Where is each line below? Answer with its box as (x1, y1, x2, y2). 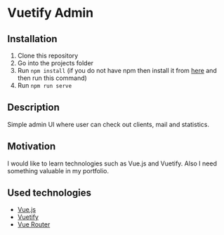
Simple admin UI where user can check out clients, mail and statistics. (7, 120, 209, 128)
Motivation (7, 140, 56, 152)
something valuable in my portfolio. (7, 166, 110, 175)
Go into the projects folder (17, 59, 93, 67)
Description (7, 102, 60, 114)
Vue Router (17, 220, 51, 229)
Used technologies (7, 187, 92, 199)
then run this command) (17, 74, 88, 82)
